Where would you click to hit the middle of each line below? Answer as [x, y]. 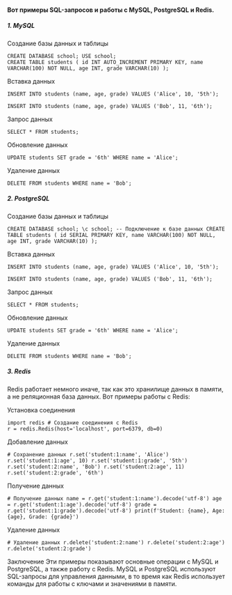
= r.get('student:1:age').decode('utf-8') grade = [82, 504]
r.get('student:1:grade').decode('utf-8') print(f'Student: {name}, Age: [116, 511]
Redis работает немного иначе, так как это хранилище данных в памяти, [115, 389]
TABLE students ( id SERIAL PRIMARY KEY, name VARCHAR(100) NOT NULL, [111, 235]
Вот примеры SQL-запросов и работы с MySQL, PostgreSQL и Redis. [111, 10]
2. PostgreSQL [28, 199]
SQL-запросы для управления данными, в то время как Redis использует [116, 576]
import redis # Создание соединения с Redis [73, 423]
